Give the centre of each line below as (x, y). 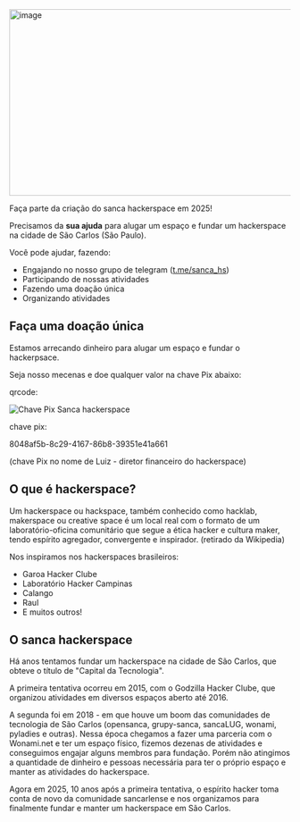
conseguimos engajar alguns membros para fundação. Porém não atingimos (150, 753)
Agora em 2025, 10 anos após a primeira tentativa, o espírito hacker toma (144, 789)
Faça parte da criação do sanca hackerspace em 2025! (111, 208)
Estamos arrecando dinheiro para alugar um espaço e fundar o (125, 348)
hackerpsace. (34, 357)
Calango (37, 592)
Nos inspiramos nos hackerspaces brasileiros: (94, 557)
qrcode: (24, 391)
